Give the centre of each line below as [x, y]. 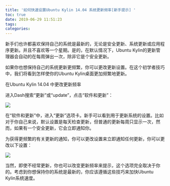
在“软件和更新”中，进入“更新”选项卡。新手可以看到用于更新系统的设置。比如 [84, 116]
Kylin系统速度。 [22, 178]
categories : [18, 29]
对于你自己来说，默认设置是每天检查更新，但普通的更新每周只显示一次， [80, 122]
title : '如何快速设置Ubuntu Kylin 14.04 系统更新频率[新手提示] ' [71, 10]
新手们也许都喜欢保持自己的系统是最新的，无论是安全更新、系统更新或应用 [83, 44]
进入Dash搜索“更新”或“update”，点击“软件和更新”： [59, 95]
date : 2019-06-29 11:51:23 [34, 19]
